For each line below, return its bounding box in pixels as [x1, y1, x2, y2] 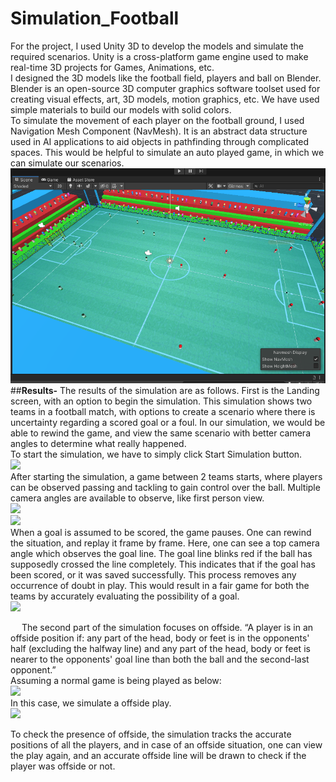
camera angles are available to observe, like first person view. [10, 492, 265, 504]
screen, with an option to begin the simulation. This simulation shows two [10, 395, 313, 407]
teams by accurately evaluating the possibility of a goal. [10, 590, 240, 602]
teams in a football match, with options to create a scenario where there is [10, 406, 316, 418]
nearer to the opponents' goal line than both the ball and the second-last [10, 653, 310, 666]
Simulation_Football [10, 7, 180, 30]
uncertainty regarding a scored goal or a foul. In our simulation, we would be [10, 417, 326, 429]
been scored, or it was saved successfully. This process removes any [10, 569, 297, 581]
